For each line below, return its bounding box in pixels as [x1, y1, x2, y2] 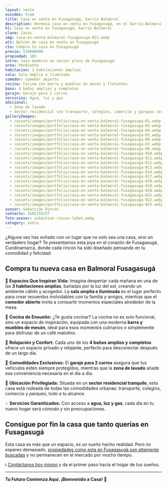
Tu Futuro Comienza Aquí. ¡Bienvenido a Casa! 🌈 [5, 476, 107, 482]
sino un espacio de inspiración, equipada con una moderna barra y [5, 319, 143, 325]
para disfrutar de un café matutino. [5, 329, 77, 335]
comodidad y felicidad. [5, 250, 52, 256]
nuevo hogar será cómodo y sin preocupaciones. [5, 406, 106, 412]
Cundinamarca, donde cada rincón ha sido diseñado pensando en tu [5, 245, 146, 251]
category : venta [5, 220, 39, 226]
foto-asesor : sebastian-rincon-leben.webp [5, 216, 94, 221]
